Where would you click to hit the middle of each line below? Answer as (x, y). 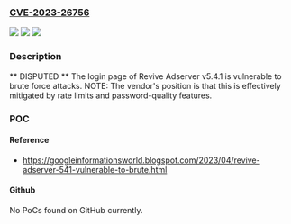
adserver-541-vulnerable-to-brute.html (95, 169)
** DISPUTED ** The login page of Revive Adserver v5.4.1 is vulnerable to (145, 76)
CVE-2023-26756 (50, 13)
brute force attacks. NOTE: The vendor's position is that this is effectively (145, 85)
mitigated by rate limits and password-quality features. (111, 95)
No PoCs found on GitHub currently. (76, 210)
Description (36, 57)
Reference (29, 140)
